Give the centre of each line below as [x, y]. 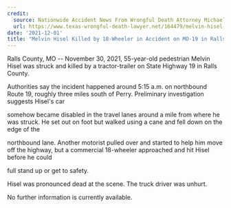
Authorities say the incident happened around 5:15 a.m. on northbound [107, 87]
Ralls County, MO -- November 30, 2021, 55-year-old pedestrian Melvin [109, 59]
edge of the [23, 129]
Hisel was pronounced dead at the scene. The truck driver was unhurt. [107, 184]
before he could [30, 157]
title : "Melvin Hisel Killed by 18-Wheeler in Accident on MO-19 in [107, 39]
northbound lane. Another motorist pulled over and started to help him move [115, 143]
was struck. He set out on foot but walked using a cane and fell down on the [115, 122]
